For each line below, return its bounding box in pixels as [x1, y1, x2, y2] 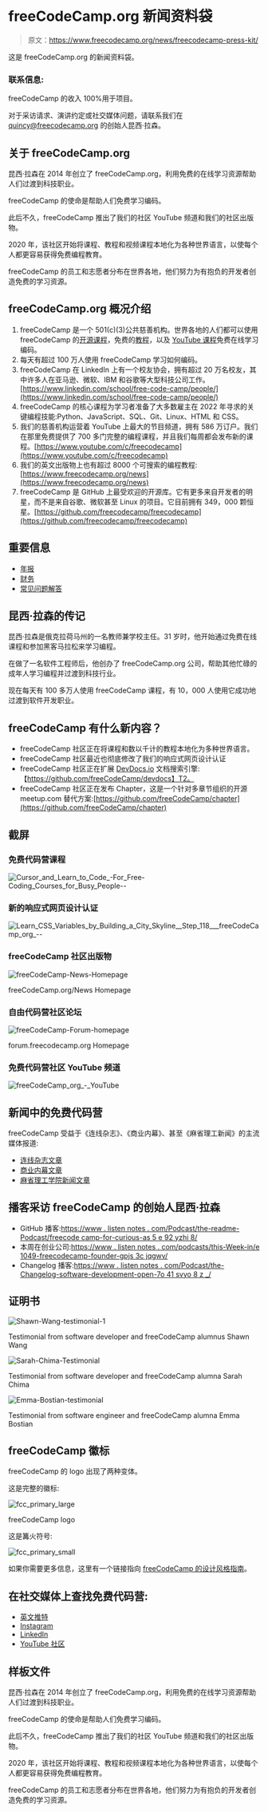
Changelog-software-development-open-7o [19, 1269, 165, 1279]
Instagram [19, 1621, 53, 1631]
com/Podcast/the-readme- [151, 1223, 240, 1233]
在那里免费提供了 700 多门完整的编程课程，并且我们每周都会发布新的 [19, 432, 247, 441]
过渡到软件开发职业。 [8, 696, 78, 705]
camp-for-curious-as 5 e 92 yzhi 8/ [81, 1232, 198, 1242]
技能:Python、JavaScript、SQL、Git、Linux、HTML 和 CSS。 [41, 412, 243, 421]
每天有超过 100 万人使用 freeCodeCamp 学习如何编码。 [19, 354, 202, 364]
